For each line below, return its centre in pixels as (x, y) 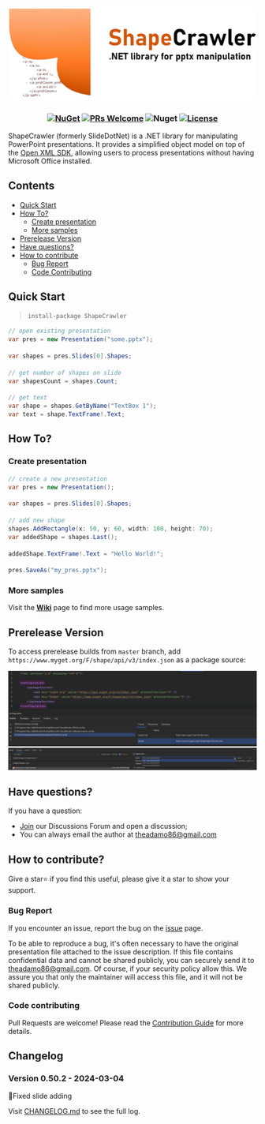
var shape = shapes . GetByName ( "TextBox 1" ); (82, 406)
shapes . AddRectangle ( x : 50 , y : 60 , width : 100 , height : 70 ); (111, 528)
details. (20, 1031)
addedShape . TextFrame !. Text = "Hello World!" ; (86, 554)
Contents (32, 186)
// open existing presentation (60, 331)
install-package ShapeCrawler (77, 317)
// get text (28, 398)
